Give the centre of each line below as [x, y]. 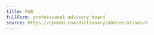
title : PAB [20, 12]
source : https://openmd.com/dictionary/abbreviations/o [77, 23]
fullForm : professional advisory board [56, 17]
